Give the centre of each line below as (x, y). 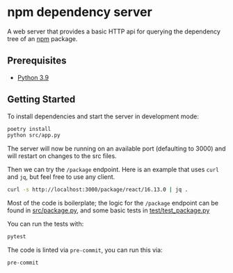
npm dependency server (80, 12)
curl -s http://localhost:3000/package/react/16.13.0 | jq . (98, 190)
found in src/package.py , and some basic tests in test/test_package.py (109, 210)
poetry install (29, 129)
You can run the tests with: (46, 224)
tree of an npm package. (42, 38)
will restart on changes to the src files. (62, 156)
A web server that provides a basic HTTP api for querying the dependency (114, 31)
